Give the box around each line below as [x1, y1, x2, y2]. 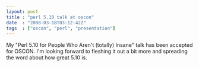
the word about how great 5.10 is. [6, 54, 87, 61]
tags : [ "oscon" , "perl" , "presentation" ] [6, 25, 116, 31]
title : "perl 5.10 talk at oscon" [6, 14, 94, 20]
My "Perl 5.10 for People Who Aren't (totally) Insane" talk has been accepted [6, 42, 193, 49]
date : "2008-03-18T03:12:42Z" [6, 20, 86, 25]
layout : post [6, 8, 39, 15]
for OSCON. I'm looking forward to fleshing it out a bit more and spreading [6, 48, 188, 55]
